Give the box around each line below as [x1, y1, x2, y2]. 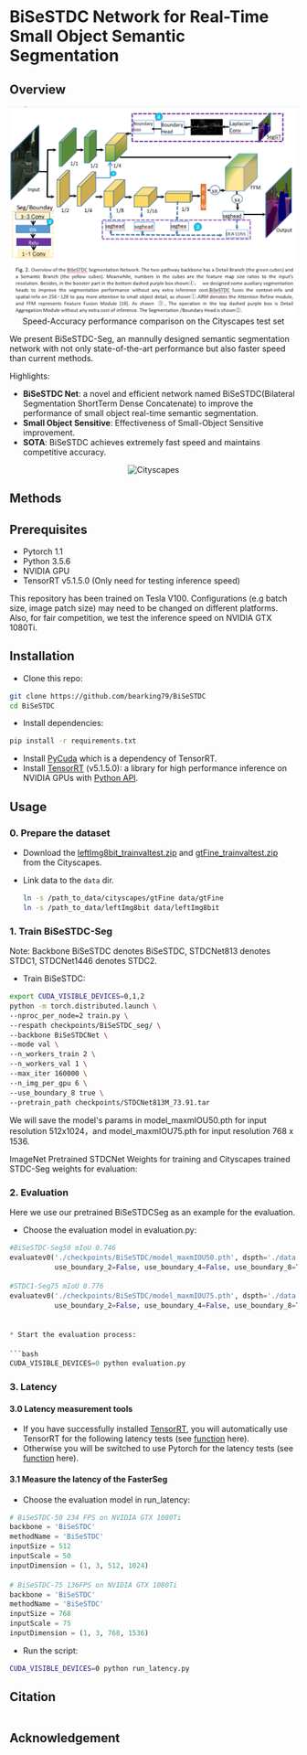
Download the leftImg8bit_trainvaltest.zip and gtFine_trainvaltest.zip [22, 848, 279, 859]
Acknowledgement [9, 1730, 121, 1746]
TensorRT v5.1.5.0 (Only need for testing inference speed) [22, 574, 240, 586]
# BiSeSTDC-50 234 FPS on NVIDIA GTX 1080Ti [9, 1513, 182, 1522]
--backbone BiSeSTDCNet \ [9, 1031, 108, 1040]
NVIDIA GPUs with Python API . [22, 773, 139, 784]
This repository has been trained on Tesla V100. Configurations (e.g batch [9, 593, 288, 604]
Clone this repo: [22, 672, 83, 683]
